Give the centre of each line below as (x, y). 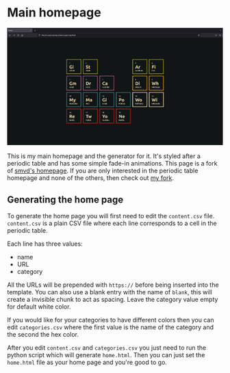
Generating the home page (65, 200)
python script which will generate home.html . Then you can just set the (106, 355)
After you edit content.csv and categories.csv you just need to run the (107, 348)
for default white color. (39, 307)
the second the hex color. (43, 335)
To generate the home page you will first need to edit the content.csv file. (111, 216)
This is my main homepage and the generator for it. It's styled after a (104, 156)
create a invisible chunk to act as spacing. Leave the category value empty (113, 300)
